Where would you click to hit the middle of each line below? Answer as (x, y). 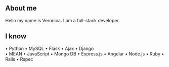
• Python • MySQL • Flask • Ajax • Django (50, 48)
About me (21, 8)
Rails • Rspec (19, 59)
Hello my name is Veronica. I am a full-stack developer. (62, 20)
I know (16, 37)
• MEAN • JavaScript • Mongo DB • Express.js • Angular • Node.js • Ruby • (85, 54)
